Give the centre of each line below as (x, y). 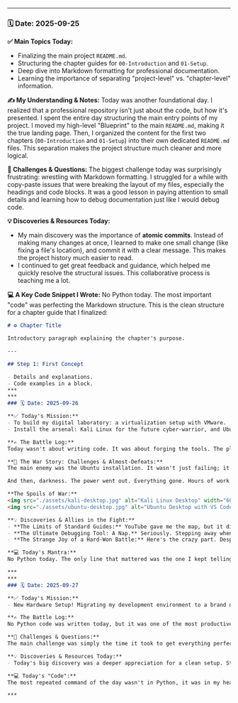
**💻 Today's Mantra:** (42, 553)
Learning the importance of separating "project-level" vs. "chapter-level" (124, 78)
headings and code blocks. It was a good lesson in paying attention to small (118, 192)
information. (35, 86)
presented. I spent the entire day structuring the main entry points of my (113, 118)
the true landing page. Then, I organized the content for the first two (107, 133)
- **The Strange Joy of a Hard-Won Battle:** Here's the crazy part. (112, 540)
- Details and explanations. (50, 377)
